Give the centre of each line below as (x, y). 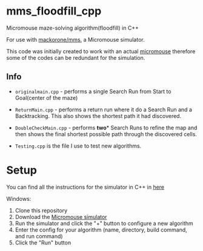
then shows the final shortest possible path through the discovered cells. (106, 134)
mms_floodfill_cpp (54, 11)
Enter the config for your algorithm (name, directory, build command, (101, 230)
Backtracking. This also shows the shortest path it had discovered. (98, 116)
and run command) (39, 236)
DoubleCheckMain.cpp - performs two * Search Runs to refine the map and (106, 128)
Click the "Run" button (43, 243)
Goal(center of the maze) (46, 97)
